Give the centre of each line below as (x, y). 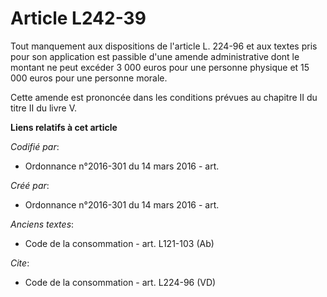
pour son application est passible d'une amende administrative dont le (155, 56)
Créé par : (30, 185)
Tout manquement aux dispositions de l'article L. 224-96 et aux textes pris (164, 46)
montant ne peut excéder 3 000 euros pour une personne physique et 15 (160, 67)
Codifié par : (35, 146)
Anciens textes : (42, 224)
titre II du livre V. (44, 108)
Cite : (20, 263)
